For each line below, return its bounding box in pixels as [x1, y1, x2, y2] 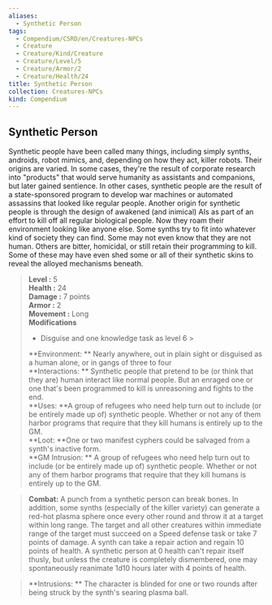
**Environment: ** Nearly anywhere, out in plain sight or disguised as [28, 349, 262, 359]
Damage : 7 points [28, 292, 91, 301]
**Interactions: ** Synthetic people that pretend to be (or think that [28, 366, 254, 376]
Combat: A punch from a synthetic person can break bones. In [28, 495, 239, 504]
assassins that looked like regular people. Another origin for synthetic [8, 198, 241, 208]
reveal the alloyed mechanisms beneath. [8, 259, 144, 269]
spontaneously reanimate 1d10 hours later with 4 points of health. [28, 564, 248, 573]
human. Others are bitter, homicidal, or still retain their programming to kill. [8, 241, 257, 252]
